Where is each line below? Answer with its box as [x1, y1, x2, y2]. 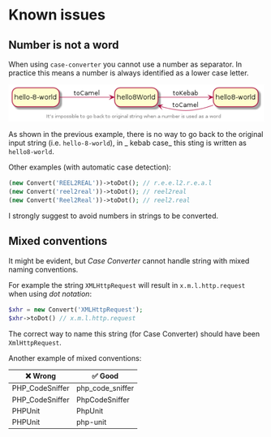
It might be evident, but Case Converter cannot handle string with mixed [8, 255, 250, 265]
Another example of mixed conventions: [8, 353, 142, 362]
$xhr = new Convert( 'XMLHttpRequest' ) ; [8, 306, 144, 314]
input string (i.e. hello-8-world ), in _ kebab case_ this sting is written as [8, 138, 247, 148]
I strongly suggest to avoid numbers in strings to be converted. [8, 211, 219, 221]
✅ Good [92, 371, 119, 381]
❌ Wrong [25, 371, 57, 381]
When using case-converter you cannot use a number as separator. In [8, 59, 243, 69]
